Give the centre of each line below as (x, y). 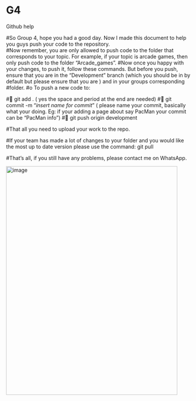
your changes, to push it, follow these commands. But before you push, (92, 69)
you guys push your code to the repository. (58, 44)
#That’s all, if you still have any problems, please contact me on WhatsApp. (97, 158)
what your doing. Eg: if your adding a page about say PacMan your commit (96, 111)
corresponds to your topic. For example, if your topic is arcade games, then (97, 56)
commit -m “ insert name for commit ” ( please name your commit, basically (96, 105)
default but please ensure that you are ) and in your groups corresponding (96, 81)
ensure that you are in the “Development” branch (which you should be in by (98, 75)
